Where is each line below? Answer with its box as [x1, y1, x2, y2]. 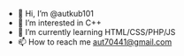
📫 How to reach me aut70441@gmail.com [17, 37, 172, 47]
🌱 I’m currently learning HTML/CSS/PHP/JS [17, 27, 176, 37]
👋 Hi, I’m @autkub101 [17, 9, 95, 18]
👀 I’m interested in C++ [17, 17, 102, 28]
